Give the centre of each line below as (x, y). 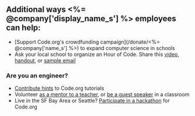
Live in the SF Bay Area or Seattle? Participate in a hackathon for (92, 101)
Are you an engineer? (37, 75)
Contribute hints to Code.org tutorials (59, 88)
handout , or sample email (45, 60)
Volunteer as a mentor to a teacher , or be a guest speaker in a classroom (102, 94)
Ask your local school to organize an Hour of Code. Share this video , (97, 54)
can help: (23, 28)
